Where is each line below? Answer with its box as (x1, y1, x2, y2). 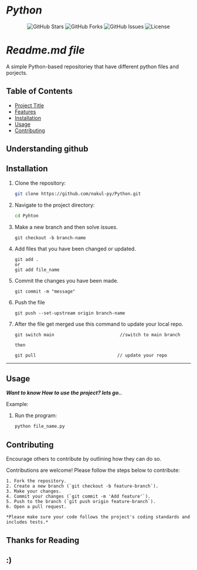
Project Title (14, 102, 44, 109)
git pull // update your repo (14, 352, 168, 358)
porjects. (6, 69, 28, 76)
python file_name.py (14, 424, 65, 430)
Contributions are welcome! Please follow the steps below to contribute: (6, 467, 180, 474)
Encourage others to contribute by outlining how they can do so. (6, 455, 162, 462)
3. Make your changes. (6, 488, 62, 494)
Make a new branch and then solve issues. (14, 223, 118, 230)
